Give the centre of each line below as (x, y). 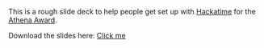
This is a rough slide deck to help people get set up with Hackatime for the (132, 12)
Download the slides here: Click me (67, 36)
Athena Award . (33, 20)
